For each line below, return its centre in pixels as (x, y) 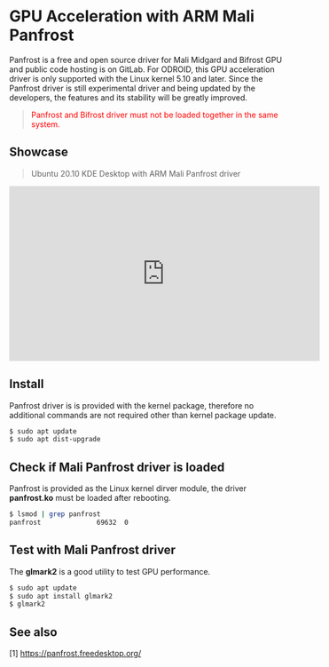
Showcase (39, 152)
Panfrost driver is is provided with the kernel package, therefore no (132, 405)
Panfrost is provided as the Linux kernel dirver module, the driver (128, 488)
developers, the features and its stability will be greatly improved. (129, 97)
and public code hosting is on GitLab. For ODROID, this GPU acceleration (142, 69)
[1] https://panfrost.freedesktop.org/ (75, 654)
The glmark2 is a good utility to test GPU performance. (110, 571)
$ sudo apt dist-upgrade (55, 440)
